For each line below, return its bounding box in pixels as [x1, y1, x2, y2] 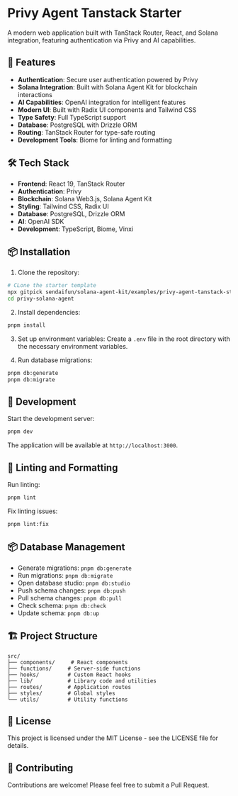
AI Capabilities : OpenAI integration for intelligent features [17, 98, 186, 106]
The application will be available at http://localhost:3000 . [7, 441, 178, 449]
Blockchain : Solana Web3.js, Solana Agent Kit [17, 194, 152, 203]
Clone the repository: [17, 268, 80, 277]
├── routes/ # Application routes [7, 683, 132, 690]
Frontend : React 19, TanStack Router [17, 179, 125, 188]
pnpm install [7, 322, 46, 329]
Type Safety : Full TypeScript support [17, 113, 126, 121]
